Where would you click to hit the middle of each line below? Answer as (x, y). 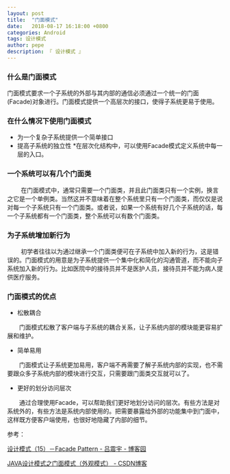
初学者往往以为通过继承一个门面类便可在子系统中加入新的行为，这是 (116, 251)
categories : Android (37, 33)
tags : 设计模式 (27, 39)
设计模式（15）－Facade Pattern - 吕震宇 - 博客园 (77, 449)
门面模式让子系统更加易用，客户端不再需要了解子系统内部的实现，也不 (118, 365)
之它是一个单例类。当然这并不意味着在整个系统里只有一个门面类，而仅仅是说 (115, 199)
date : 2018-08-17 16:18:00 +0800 (58, 26)
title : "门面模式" (33, 20)
